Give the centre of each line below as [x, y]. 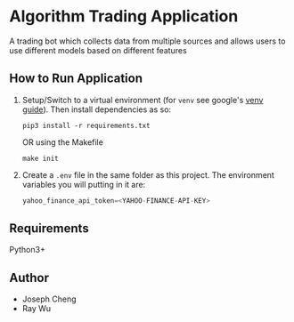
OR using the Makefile [63, 142]
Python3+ [28, 250]
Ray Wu [37, 309]
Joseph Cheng [49, 299]
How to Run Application [76, 79]
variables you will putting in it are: [84, 184]
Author [29, 278]
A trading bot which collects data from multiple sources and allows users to [147, 41]
